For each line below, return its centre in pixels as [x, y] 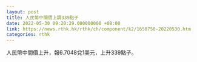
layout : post [23, 12]
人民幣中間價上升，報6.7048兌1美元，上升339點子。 [72, 53]
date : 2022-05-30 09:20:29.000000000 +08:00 [63, 23]
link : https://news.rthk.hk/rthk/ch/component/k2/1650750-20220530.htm [98, 29]
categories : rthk [28, 35]
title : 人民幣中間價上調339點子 [42, 18]
